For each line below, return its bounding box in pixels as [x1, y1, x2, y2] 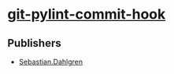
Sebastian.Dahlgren [18, 57, 83, 66]
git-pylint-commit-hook [7, 5, 166, 23]
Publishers [7, 37, 61, 50]
